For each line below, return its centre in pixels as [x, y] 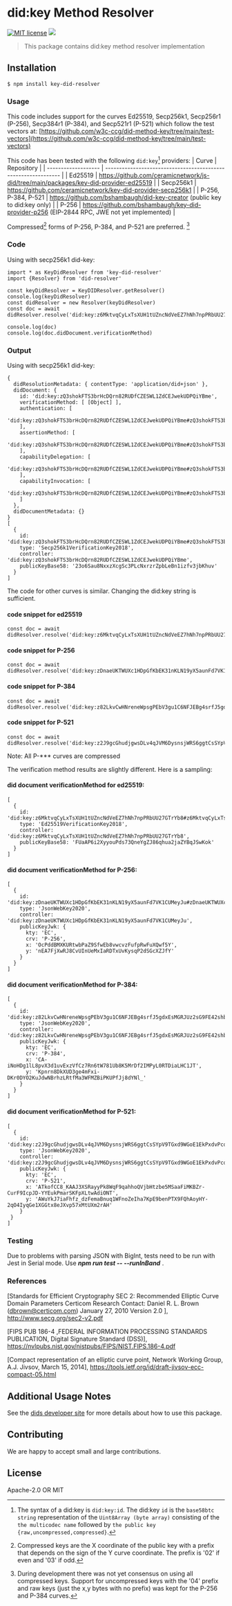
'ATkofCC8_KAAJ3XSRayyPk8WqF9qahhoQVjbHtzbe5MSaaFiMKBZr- [120, 1187]
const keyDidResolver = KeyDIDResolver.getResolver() [86, 290]
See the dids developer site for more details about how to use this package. [115, 1413]
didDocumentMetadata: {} [49, 511]
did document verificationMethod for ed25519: [76, 785]
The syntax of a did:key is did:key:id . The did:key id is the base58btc [116, 1510]
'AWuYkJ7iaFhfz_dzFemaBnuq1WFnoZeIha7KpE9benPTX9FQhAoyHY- [122, 1199]
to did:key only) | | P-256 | [44, 204]
